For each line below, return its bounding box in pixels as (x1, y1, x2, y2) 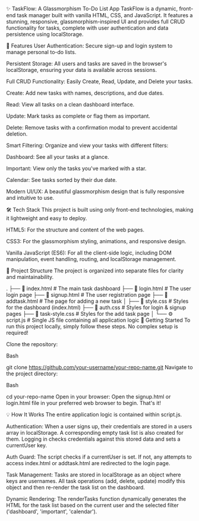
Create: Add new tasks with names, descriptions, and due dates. (6, 89, 165, 96)
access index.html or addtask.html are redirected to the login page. (6, 460, 170, 466)
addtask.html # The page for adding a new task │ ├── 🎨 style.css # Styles (6, 297, 189, 305)
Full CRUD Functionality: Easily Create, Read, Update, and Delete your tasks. (6, 78, 193, 85)
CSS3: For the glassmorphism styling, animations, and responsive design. (6, 238, 187, 244)
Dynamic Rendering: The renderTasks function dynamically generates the (6, 495, 187, 502)
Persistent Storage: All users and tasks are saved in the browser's (6, 60, 168, 67)
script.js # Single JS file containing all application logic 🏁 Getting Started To (6, 316, 191, 324)
